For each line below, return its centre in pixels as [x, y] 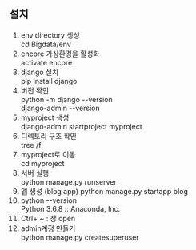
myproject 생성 [45, 117]
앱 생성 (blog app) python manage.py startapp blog [104, 191]
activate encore [46, 62]
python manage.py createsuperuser [80, 237]
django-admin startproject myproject [81, 126]
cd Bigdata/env [46, 44]
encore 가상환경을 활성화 [60, 54]
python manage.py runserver [68, 181]
